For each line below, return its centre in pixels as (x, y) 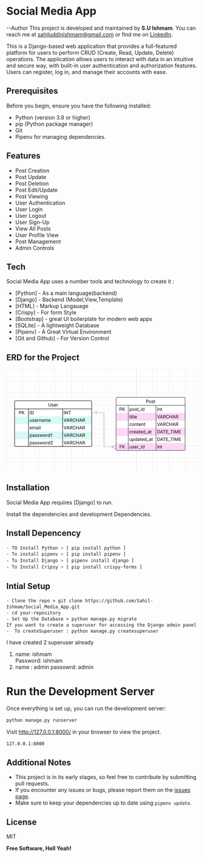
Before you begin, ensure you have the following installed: (79, 106)
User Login (29, 209)
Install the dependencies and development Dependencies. (79, 514)
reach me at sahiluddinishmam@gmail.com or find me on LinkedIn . (90, 34)
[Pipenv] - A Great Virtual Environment (63, 332)
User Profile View (37, 235)
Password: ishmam (39, 660)
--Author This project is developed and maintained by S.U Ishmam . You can (101, 28)
